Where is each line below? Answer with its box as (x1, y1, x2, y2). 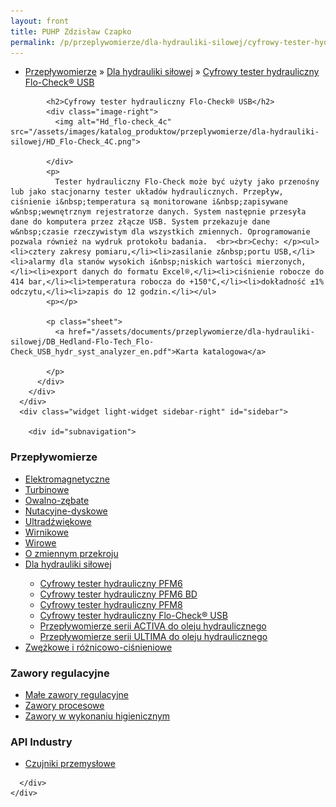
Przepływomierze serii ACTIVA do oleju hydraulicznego (39, 620, 267, 632)
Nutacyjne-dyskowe (24, 505, 108, 517)
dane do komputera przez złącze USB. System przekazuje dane (10, 217, 271, 227)
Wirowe (24, 536, 57, 549)
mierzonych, (256, 257, 307, 267)
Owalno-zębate (24, 494, 90, 506)
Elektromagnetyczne (24, 473, 111, 485)
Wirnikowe (24, 526, 70, 538)
